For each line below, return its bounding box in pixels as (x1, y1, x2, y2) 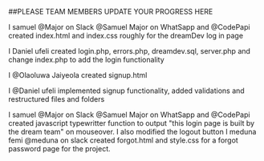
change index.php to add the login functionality (8, 55, 164, 64)
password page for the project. (8, 144, 111, 153)
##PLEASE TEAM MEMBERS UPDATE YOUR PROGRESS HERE (8, 7, 213, 16)
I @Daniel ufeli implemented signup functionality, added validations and (8, 86, 245, 95)
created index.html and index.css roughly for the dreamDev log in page (8, 31, 243, 40)
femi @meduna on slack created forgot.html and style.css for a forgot (8, 135, 238, 145)
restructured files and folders (8, 95, 105, 103)
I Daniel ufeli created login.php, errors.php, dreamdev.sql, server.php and (8, 46, 251, 55)
